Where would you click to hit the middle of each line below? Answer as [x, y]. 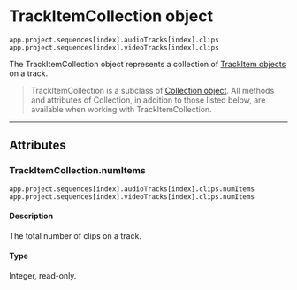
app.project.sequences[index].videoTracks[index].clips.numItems [132, 196]
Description [31, 216]
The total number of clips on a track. [75, 235]
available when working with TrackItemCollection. [121, 109]
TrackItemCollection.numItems [77, 171]
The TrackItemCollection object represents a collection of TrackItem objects [148, 64]
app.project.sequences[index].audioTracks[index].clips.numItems [132, 189]
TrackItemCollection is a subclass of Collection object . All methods [152, 90]
